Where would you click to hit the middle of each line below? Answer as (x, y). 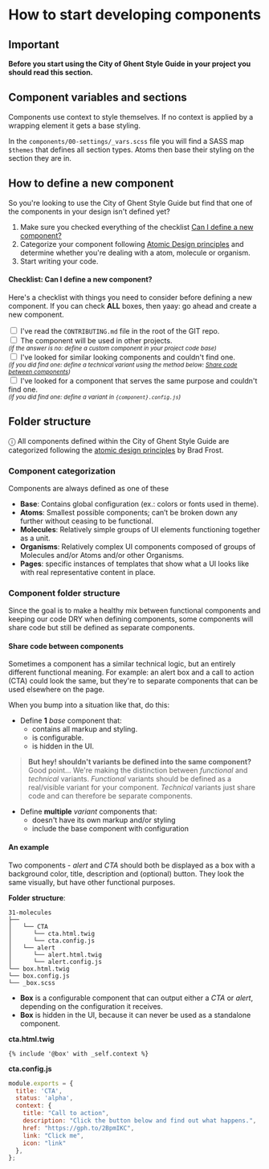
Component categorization (62, 470)
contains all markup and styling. (85, 729)
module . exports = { (41, 1083)
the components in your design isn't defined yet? (89, 211)
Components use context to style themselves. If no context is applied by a (131, 117)
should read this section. (51, 72)
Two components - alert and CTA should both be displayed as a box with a (132, 865)
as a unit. (35, 538)
